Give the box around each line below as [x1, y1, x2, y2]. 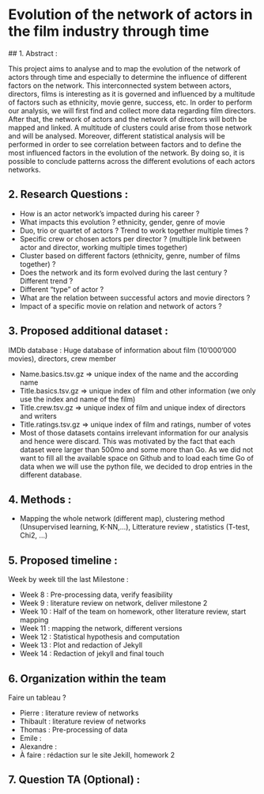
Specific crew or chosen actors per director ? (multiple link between [19, 234, 241, 243]
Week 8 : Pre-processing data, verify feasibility [19, 590, 173, 599]
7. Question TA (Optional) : [8, 773, 141, 787]
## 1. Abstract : [8, 48, 58, 58]
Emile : [19, 734, 42, 743]
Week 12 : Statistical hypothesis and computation [19, 632, 180, 642]
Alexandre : [19, 742, 58, 751]
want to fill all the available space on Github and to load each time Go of [19, 453, 255, 462]
